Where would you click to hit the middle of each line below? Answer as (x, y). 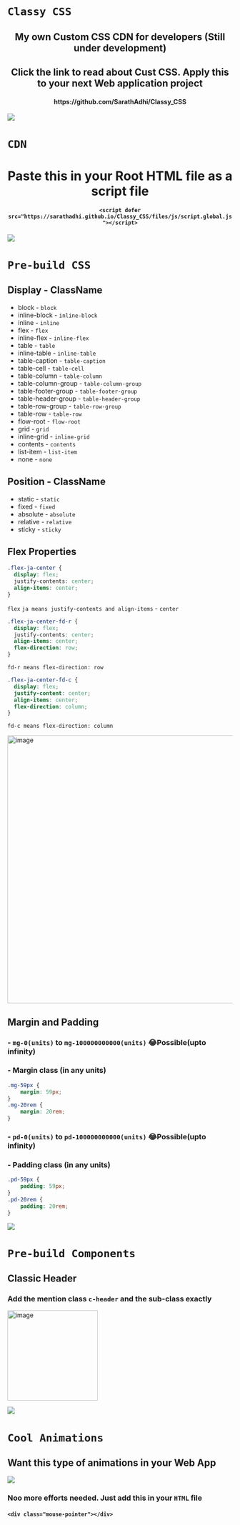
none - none (35, 459)
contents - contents (47, 444)
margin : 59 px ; (41, 1092)
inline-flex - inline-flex (53, 338)
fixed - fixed (36, 506)
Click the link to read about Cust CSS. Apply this (120, 72)
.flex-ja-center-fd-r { (43, 621)
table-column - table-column (60, 376)
